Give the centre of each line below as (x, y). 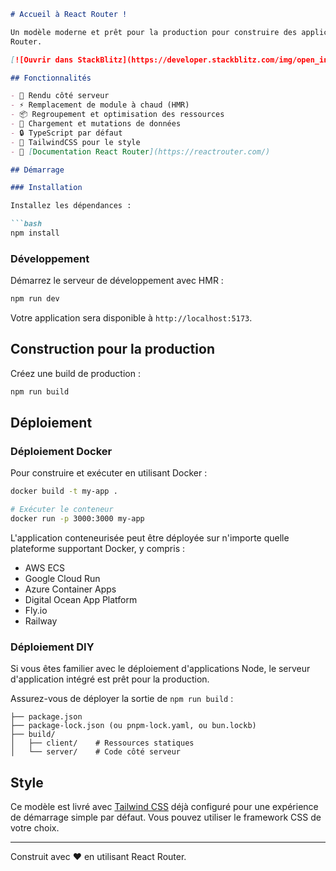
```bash (26, 224)
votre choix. (35, 828)
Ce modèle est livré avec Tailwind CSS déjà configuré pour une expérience (164, 807)
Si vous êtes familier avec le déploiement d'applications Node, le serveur (160, 669)
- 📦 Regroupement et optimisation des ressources (117, 115)
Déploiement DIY (52, 647)
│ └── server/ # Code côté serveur (96, 752)
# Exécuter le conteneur (62, 510)
